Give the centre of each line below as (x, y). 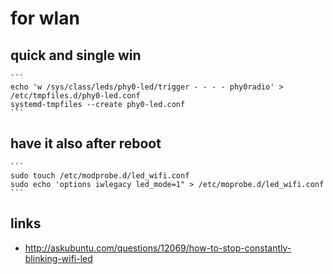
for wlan (45, 18)
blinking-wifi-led (58, 258)
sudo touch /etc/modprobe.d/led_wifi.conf (100, 175)
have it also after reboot (86, 143)
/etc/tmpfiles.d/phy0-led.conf (75, 96)
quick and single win (76, 55)
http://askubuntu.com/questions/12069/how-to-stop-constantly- (158, 248)
